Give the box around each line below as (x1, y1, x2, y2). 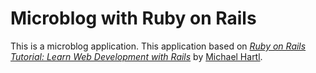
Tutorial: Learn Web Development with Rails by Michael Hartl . (10, 50, 263, 62)
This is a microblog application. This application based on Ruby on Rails (10, 40, 307, 52)
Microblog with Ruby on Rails (10, 7, 257, 30)
